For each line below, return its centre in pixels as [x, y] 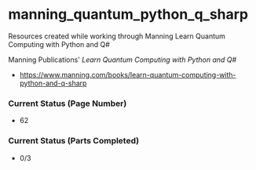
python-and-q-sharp [53, 83]
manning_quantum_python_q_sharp [128, 14]
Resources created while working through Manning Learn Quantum [117, 36]
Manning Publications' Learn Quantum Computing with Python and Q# [123, 60]
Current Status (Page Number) [68, 103]
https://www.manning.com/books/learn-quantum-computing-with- [128, 74]
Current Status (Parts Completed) [74, 141]
